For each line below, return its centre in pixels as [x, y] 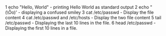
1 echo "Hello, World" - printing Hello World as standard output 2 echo [77, 7]
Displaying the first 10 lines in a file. [41, 28]
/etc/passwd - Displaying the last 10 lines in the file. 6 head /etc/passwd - [81, 23]
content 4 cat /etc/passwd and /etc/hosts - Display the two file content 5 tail [83, 18]
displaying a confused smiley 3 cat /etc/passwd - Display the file [88, 12]
